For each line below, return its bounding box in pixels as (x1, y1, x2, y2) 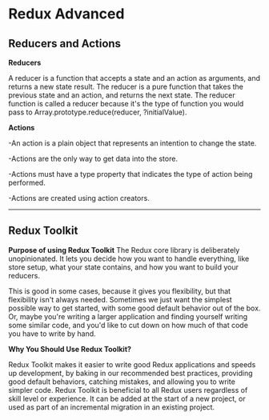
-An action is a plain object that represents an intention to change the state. (8, 138, 257, 148)
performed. (8, 178, 46, 187)
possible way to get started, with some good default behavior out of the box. (8, 303, 261, 313)
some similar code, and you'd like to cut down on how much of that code (8, 320, 248, 330)
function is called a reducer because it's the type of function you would (8, 99, 244, 108)
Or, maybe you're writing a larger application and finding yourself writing (8, 311, 248, 321)
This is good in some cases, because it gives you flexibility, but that (8, 286, 231, 296)
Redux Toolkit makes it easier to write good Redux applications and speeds (8, 359, 256, 369)
